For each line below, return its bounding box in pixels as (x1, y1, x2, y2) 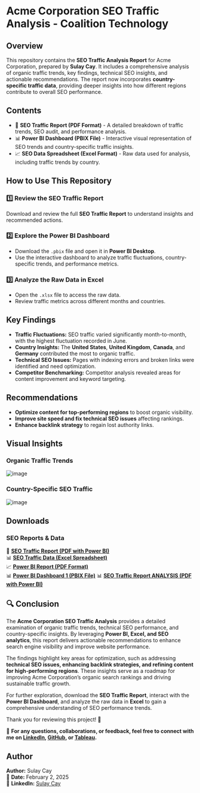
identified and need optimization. (14, 362, 97, 370)
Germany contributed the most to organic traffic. (14, 350, 136, 357)
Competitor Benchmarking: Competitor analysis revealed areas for (14, 369, 181, 376)
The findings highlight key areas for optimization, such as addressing (6, 655, 176, 662)
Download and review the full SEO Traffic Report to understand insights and (6, 210, 194, 217)
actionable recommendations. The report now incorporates (6, 76, 152, 83)
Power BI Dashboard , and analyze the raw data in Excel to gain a (6, 698, 167, 705)
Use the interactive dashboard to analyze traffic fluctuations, (14, 254, 164, 261)
